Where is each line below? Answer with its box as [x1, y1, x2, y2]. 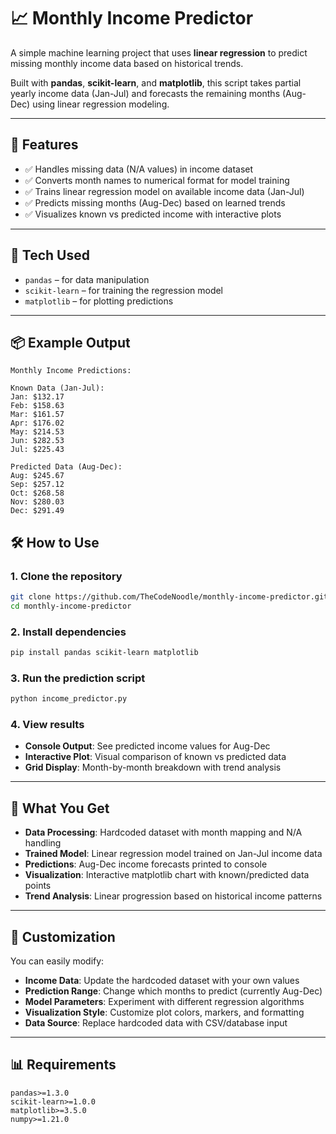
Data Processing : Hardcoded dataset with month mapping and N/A [24, 826, 303, 839]
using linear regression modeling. [32, 98, 170, 110]
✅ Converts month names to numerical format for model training [24, 174, 290, 186]
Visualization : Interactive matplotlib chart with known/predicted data [24, 869, 310, 881]
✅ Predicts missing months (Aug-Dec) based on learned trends [24, 196, 286, 209]
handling [24, 837, 62, 849]
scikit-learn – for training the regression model [24, 284, 224, 296]
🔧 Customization [10, 928, 116, 945]
